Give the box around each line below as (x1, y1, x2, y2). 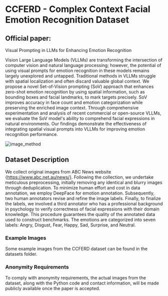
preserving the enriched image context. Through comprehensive (5, 105, 139, 110)
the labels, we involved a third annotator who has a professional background (5, 200, 163, 206)
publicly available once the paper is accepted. (5, 285, 100, 291)
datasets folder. (5, 251, 38, 257)
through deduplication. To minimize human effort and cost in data (5, 184, 140, 190)
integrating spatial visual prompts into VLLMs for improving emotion (5, 126, 145, 132)
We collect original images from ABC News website (5, 168, 111, 174)
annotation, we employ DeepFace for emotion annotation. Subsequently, (5, 190, 155, 196)
